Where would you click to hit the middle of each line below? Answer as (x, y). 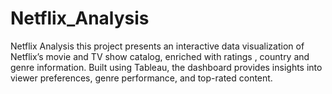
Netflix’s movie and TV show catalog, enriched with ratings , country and (160, 56)
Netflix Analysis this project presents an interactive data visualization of (157, 46)
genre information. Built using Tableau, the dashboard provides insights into (166, 67)
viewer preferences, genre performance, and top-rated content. (141, 78)
